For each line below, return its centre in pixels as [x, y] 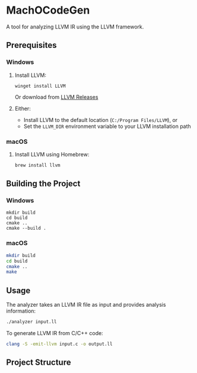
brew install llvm [37, 165]
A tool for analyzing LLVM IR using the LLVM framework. [75, 27]
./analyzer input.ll [32, 322]
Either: [23, 108]
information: [21, 311]
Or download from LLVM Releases [56, 97]
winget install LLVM [40, 86]
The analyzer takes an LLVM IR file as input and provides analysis [86, 305]
